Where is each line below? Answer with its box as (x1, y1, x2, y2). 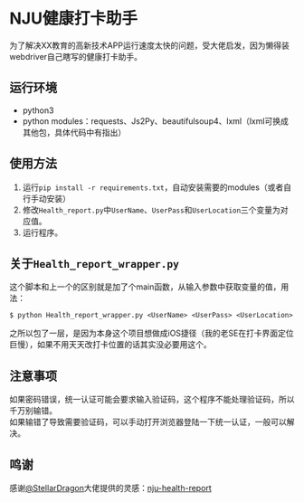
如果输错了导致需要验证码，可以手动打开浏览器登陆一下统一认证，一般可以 (9, 417, 287, 428)
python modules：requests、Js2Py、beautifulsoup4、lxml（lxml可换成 (22, 115, 290, 127)
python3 (22, 105, 54, 116)
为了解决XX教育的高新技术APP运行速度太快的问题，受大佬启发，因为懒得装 (9, 40, 290, 51)
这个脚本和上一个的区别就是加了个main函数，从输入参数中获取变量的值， (9, 281, 281, 292)
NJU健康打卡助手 (9, 8, 138, 29)
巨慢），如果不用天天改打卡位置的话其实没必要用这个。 (9, 339, 212, 350)
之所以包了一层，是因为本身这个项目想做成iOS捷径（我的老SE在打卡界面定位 (9, 327, 294, 339)
